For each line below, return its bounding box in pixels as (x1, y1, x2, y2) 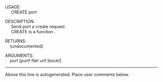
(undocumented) (9, 43, 44, 49)
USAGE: (5, 4, 21, 10)
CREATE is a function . (11, 29, 56, 34)
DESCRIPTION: (5, 19, 35, 24)
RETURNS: (5, 38, 27, 44)
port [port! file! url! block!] (9, 58, 62, 63)
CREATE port (11, 9, 37, 15)
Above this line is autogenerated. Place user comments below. (5, 72, 130, 77)
